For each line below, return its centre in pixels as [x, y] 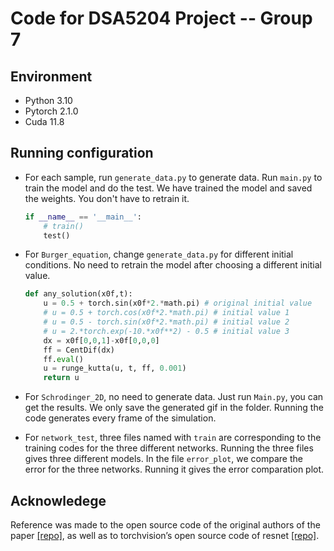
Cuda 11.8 [44, 121]
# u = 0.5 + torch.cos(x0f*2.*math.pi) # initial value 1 [166, 313]
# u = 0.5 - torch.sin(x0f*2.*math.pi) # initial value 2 [166, 322]
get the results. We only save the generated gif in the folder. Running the [174, 408]
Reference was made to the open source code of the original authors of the [165, 525]
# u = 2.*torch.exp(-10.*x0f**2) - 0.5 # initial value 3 [166, 331]
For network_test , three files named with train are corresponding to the [173, 438]
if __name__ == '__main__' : [83, 217]
